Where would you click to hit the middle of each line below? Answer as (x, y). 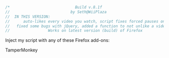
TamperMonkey (21, 50)
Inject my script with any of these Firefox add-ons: (57, 40)
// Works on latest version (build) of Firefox (74, 31)
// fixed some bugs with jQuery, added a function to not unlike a (80, 26)
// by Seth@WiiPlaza (56, 12)
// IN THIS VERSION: (28, 17)
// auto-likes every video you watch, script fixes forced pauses (82, 21)
